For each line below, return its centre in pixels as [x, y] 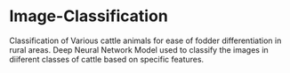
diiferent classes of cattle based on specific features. [107, 59]
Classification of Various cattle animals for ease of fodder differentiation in [145, 40]
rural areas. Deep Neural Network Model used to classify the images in [139, 49]
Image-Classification [89, 16]
